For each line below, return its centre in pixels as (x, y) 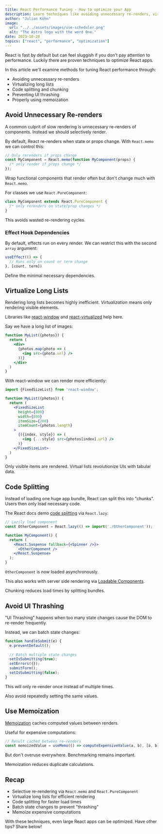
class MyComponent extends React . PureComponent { (56, 202)
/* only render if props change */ (45, 164)
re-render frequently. (26, 623)
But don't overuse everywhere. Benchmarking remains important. (70, 755)
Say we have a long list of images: (39, 327)
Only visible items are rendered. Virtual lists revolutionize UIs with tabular (78, 467)
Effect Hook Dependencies (37, 232)
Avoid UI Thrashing (34, 606)
